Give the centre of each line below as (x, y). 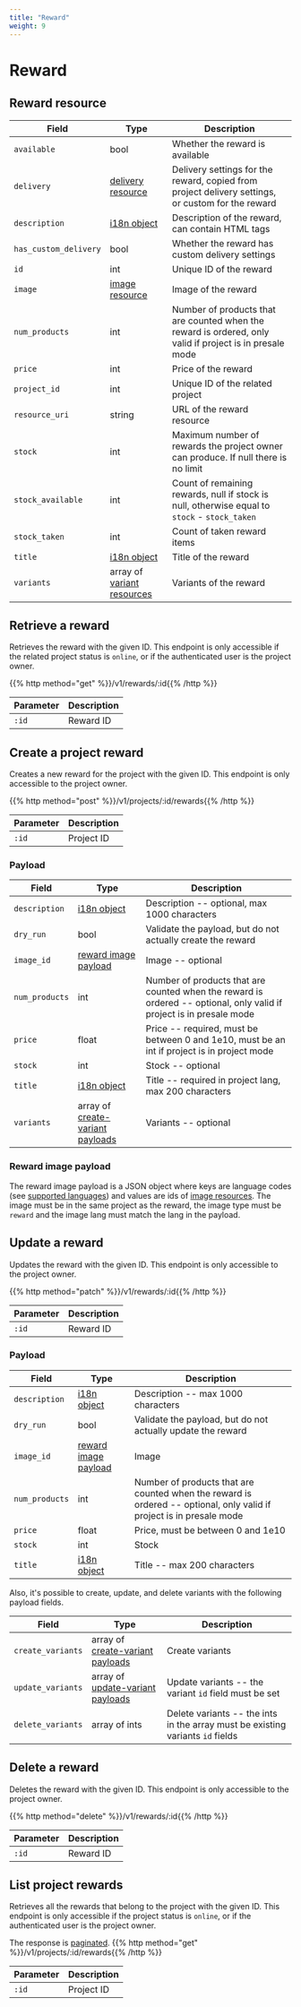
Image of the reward (214, 289)
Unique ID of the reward (222, 269)
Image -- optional (184, 960)
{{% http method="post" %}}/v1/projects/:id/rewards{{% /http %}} (132, 801)
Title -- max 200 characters (194, 1564)
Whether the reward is (219, 143)
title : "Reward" (39, 17)
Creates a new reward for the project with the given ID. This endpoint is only (150, 774)
